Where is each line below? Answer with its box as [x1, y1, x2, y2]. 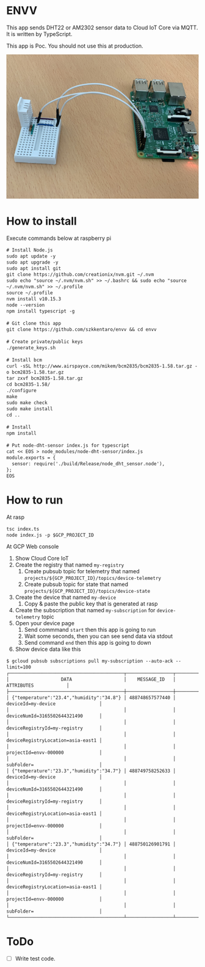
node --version [6, 302, 45, 308]
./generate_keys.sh [6, 344, 56, 351]
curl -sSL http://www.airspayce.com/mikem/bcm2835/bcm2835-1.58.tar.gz [6, 363, 192, 369]
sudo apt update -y [6, 253, 56, 259]
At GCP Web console [6, 543, 59, 550]
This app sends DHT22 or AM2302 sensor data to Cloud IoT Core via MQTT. [6, 24, 198, 31]
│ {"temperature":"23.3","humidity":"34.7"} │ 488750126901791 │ [6, 841, 176, 847]
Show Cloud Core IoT [15, 554, 69, 562]
